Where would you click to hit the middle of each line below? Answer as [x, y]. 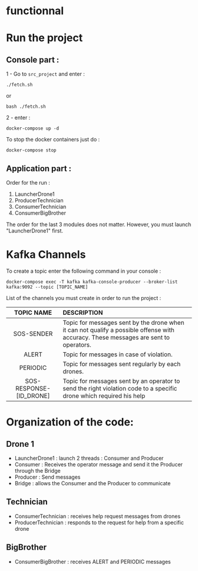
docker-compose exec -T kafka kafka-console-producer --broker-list [92, 282]
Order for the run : [28, 183]
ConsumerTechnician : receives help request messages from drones [98, 516]
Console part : [33, 59]
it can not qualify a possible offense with [119, 330]
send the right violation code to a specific [120, 388]
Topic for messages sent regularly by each [122, 364]
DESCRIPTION [83, 312]
